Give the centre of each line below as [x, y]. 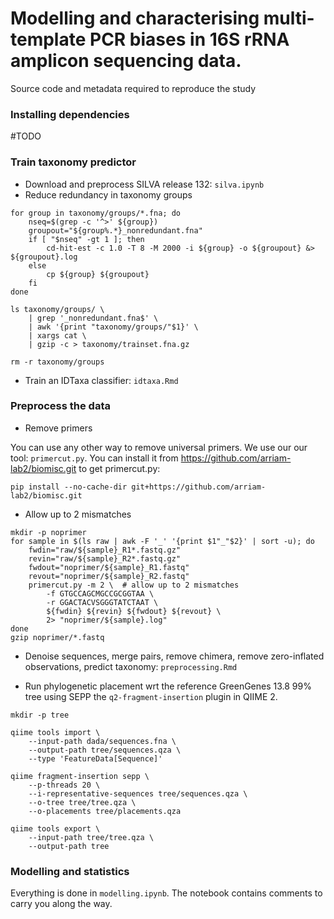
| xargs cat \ [57, 335]
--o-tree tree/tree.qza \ [82, 802]
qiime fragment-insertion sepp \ [80, 776]
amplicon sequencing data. [126, 61]
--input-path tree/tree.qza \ [91, 837]
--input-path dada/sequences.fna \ [102, 741]
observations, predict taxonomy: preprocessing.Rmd [131, 666]
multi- [289, 18]
